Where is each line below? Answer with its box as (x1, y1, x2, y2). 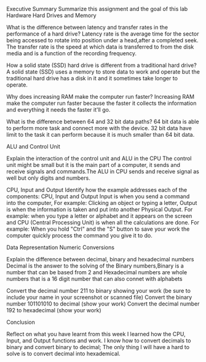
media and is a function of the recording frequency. (6, 50, 137, 57)
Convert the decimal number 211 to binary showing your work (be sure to (6, 287, 191, 294)
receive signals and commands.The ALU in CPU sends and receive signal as (6, 168, 200, 175)
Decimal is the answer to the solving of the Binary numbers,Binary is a (6, 262, 184, 269)
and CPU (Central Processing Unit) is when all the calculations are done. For (6, 219, 200, 226)
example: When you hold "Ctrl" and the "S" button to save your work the (6, 225, 190, 233)
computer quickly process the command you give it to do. (6, 232, 153, 239)
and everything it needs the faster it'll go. (6, 106, 111, 113)
